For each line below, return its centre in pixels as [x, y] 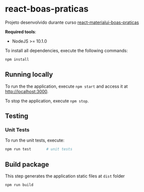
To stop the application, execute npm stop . [47, 101]
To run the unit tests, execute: [35, 140]
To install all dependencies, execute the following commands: [66, 50]
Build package [27, 164]
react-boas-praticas [47, 9]
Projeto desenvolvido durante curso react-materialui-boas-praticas [72, 22]
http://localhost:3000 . [27, 91]
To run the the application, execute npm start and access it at [66, 86]
